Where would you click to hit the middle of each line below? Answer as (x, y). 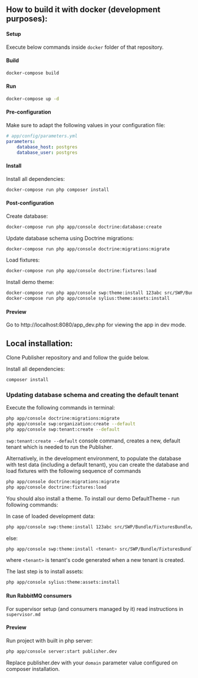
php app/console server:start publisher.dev (62, 651)
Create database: (27, 216)
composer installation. (33, 669)
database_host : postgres (47, 147)
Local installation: (39, 343)
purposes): (27, 19)
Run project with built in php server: (49, 640)
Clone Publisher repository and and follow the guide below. (78, 358)
